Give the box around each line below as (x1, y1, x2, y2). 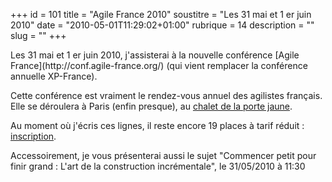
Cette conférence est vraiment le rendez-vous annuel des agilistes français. (10, 90, 323, 101)
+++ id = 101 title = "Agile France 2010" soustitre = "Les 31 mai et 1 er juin (10, 9, 312, 20)
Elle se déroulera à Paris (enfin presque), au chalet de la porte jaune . (10, 100, 293, 112)
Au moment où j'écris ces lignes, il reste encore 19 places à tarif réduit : (10, 120, 305, 131)
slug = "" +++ (10, 30, 67, 41)
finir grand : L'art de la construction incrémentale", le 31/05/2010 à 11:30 (10, 160, 306, 172)
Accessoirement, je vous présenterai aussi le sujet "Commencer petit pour (10, 150, 317, 161)
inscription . (10, 130, 57, 142)
